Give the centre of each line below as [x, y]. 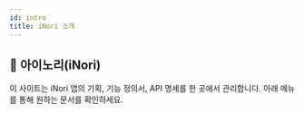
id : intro [28, 18]
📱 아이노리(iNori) [55, 65]
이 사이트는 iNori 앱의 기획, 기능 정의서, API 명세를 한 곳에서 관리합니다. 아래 [144, 89]
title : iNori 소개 [42, 26]
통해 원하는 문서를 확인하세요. [71, 99]
